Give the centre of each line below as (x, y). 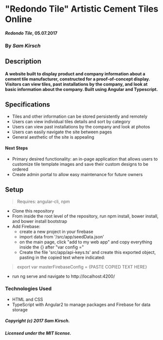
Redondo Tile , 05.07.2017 (31, 33)
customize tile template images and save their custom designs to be (80, 164)
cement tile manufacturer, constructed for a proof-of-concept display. (78, 79)
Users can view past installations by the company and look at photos (81, 126)
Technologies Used (28, 289)
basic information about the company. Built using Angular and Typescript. (81, 89)
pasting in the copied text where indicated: (62, 257)
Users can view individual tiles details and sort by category (71, 121)
